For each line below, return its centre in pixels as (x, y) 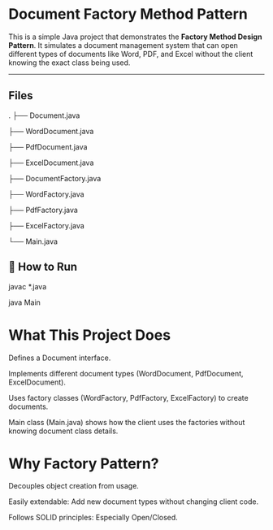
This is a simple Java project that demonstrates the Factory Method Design (135, 37)
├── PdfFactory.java (43, 210)
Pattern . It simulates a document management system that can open (123, 45)
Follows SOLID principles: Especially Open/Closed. (93, 518)
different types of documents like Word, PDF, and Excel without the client (131, 54)
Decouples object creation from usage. (74, 486)
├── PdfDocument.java (48, 146)
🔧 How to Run (43, 267)
